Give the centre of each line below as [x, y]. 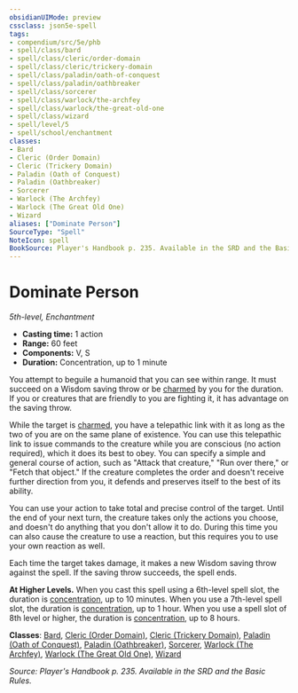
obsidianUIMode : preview [55, 17]
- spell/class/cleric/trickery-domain [81, 67]
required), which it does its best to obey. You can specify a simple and [137, 453]
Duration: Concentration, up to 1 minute [94, 362]
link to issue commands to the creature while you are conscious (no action [145, 444]
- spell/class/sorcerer [53, 91]
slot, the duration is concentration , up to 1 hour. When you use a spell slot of [148, 609]
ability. [21, 491]
